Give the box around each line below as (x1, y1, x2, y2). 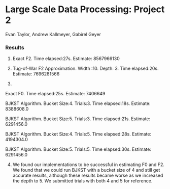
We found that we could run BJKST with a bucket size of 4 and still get (12, 167, 160, 173)
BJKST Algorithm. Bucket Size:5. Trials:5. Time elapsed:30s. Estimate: (5, 146, 151, 152)
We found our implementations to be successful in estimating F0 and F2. (12, 161, 165, 168)
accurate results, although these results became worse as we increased (12, 172, 163, 179)
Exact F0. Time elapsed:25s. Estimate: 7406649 (5, 91, 106, 97)
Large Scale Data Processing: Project (5, 4, 165, 15)
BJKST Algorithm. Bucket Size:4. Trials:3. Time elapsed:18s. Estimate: (5, 100, 151, 106)
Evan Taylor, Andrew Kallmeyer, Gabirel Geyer (5, 31, 101, 37)
